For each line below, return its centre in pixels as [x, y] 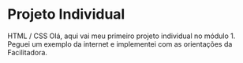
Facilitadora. [28, 52]
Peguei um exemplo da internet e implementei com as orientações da [120, 44]
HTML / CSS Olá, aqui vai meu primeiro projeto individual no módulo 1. [121, 36]
